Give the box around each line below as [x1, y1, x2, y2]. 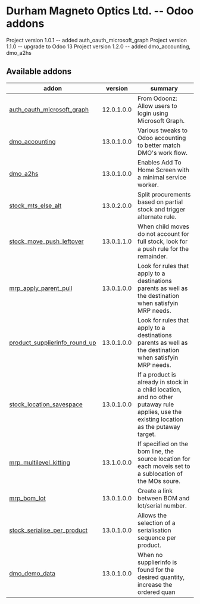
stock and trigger [137, 205, 186, 213]
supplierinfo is [137, 558, 177, 566]
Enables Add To [137, 158, 182, 166]
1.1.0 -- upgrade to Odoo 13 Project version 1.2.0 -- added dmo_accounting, [6, 43, 191, 50]
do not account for [137, 229, 189, 238]
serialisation [137, 526, 171, 534]
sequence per [137, 533, 177, 541]
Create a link [137, 487, 173, 495]
